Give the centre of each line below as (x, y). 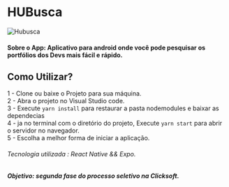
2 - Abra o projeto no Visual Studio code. (66, 101)
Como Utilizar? (40, 76)
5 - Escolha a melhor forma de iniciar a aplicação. (79, 138)
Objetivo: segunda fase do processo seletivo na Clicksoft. (93, 176)
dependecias (26, 116)
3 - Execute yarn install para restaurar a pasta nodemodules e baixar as (113, 108)
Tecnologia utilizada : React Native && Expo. (72, 154)
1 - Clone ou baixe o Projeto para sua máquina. (74, 93)
